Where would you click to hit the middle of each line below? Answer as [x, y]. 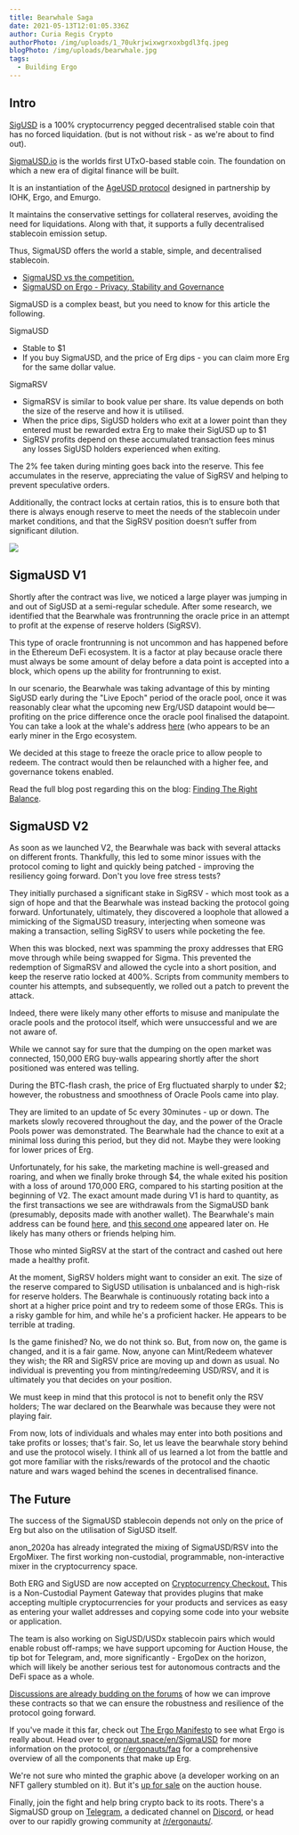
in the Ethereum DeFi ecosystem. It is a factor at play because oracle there [146, 652]
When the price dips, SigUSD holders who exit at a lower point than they [154, 420]
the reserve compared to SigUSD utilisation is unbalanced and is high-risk [145, 1287]
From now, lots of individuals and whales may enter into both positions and [146, 1433]
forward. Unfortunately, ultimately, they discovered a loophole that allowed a [149, 912]
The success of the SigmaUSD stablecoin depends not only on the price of [146, 1521]
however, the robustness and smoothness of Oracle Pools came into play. [144, 1095]
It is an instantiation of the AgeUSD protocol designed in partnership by [140, 187]
